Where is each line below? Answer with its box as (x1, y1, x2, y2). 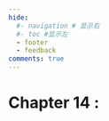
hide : (8, 12, 28, 22)
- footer (16, 37, 49, 47)
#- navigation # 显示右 (16, 21, 100, 30)
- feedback (16, 46, 57, 55)
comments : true (8, 54, 65, 63)
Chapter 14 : (8, 93, 99, 113)
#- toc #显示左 (16, 29, 68, 38)
